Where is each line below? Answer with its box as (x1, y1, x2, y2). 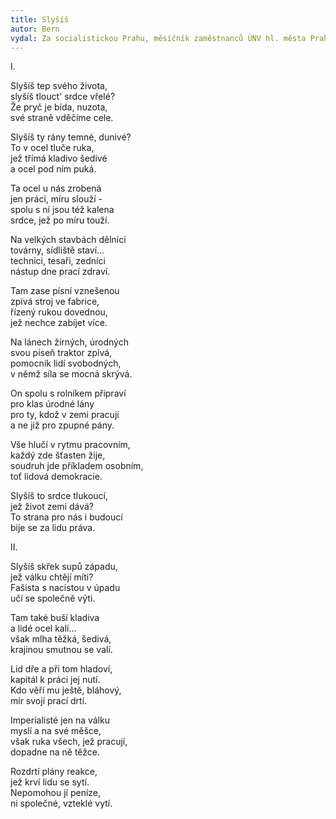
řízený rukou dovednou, (10, 306, 108, 318)
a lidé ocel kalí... (10, 622, 77, 635)
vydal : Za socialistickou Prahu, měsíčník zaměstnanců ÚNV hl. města (10, 33, 307, 43)
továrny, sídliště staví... (10, 244, 105, 256)
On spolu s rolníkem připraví (10, 387, 127, 400)
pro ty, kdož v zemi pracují (10, 409, 120, 421)
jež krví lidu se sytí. (10, 776, 90, 788)
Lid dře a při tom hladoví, (10, 663, 113, 675)
